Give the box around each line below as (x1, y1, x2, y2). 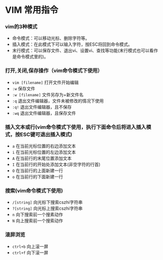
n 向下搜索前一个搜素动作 (12, 212, 63, 218)
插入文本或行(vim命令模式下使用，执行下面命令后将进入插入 (5, 123, 146, 130)
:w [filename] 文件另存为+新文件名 (12, 91, 84, 97)
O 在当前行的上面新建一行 (12, 168, 63, 173)
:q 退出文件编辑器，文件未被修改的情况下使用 (12, 98, 104, 104)
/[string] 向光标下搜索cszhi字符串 (12, 200, 83, 205)
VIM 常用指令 (5, 4, 59, 16)
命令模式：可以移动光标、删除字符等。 (12, 35, 90, 41)
